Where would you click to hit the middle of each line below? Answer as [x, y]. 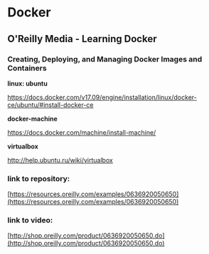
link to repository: [39, 178]
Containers [27, 68]
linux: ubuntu [27, 83]
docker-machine [33, 118]
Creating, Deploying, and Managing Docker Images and [105, 59]
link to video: [30, 220]
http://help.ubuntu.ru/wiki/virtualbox [60, 160]
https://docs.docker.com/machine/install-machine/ [82, 132]
